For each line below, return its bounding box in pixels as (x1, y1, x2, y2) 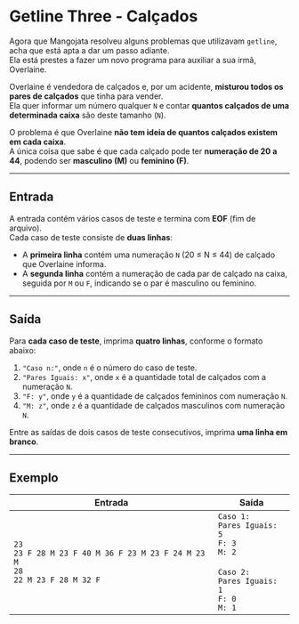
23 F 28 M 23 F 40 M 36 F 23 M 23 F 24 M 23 (13, 548, 206, 558)
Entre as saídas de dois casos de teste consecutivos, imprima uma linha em (9, 426, 288, 437)
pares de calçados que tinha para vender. (9, 91, 164, 101)
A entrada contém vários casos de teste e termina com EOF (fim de (9, 213, 256, 223)
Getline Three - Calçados (9, 6, 198, 27)
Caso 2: (217, 567, 251, 578)
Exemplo (9, 470, 59, 485)
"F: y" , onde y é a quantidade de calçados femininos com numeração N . (21, 390, 287, 401)
